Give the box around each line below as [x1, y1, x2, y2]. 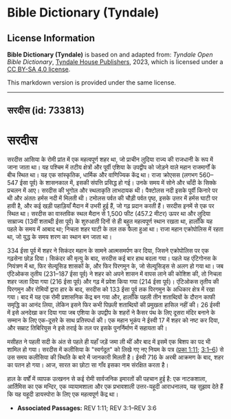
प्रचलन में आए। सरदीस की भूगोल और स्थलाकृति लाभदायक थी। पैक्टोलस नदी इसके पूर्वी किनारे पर [7, 186, 218, 195]
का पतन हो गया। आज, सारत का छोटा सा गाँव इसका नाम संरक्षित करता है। [7, 361, 169, 369]
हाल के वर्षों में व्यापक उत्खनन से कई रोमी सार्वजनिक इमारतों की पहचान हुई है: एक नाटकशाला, [7, 375, 208, 383]
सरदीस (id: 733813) [7, 105, 85, 116]
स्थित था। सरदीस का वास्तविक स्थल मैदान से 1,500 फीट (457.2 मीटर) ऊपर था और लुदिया [7, 210, 211, 218]
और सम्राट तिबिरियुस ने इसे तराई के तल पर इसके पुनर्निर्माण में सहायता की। [7, 324, 168, 332]
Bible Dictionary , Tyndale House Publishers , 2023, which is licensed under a [7, 58, 223, 66]
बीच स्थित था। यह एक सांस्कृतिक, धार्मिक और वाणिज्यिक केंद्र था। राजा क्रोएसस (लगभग [7, 171, 198, 180]
